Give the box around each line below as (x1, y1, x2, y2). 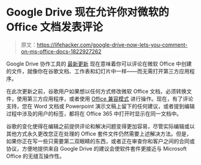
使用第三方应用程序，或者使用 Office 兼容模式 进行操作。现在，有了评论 (16, 95, 193, 102)
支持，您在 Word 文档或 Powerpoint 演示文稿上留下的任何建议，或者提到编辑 (6, 102, 195, 110)
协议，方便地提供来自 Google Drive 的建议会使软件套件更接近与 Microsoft (6, 145, 187, 152)
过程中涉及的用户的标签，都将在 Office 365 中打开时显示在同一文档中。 (6, 110, 182, 117)
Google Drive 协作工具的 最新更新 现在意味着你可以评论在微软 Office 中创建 (6, 60, 192, 67)
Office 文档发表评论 (6, 20, 103, 34)
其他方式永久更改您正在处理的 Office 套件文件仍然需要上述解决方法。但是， (6, 130, 192, 137)
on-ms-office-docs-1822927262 (20, 48, 102, 55)
